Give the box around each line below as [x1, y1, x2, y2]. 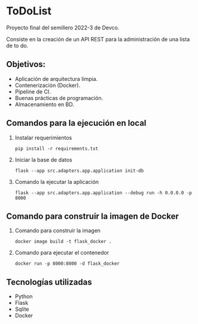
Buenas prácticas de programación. [14, 94, 103, 101]
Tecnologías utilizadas [6, 277, 92, 287]
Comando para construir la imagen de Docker [6, 211, 179, 221]
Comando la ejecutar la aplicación [14, 178, 99, 185]
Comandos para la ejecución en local [6, 118, 147, 128]
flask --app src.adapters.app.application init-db [14, 168, 144, 174]
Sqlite [14, 305, 29, 313]
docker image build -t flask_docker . [14, 238, 112, 245]
